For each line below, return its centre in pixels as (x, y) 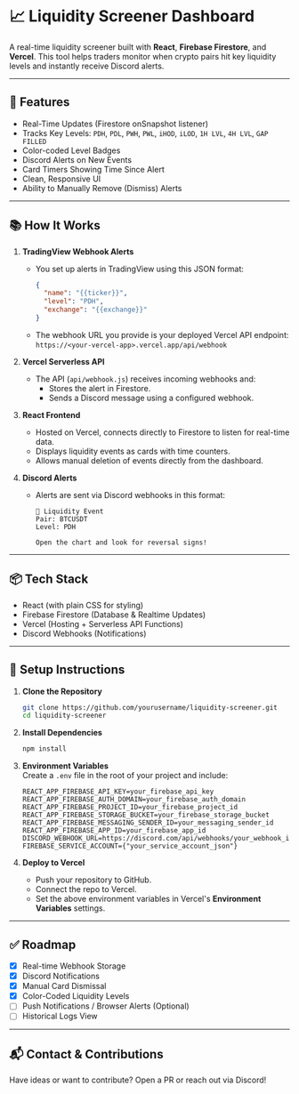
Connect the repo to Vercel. (86, 889)
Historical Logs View (60, 1016)
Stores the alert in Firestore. (100, 388)
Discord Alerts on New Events (77, 159)
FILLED (34, 141)
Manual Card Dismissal (64, 986)
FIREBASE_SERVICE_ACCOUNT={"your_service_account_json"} (130, 846)
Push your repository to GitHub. (93, 880)
